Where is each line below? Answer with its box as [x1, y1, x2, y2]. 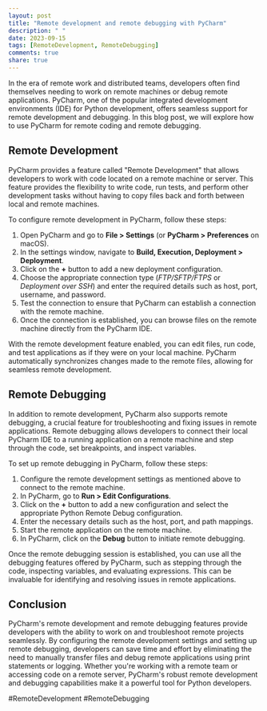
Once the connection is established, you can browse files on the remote [19, 315, 257, 325]
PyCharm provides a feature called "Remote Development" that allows [8, 165, 240, 174]
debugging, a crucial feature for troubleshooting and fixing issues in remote [8, 417, 257, 427]
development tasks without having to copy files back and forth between [8, 190, 245, 200]
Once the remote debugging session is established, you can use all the [8, 549, 241, 558]
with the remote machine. [19, 306, 105, 316]
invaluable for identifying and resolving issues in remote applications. [8, 574, 237, 584]
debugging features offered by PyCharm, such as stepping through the [8, 557, 242, 567]
